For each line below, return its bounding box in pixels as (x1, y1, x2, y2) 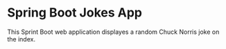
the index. (7, 35, 36, 43)
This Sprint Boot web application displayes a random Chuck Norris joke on (7, 28, 220, 36)
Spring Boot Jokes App (7, 5, 142, 21)
